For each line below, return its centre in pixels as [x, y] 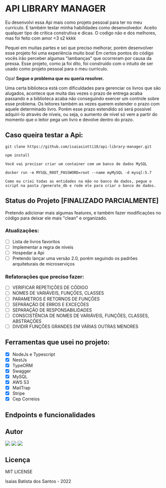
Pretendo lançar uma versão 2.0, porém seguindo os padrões [75, 259]
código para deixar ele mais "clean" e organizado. [56, 218]
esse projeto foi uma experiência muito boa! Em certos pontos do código [79, 53]
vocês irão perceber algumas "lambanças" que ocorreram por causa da [79, 58]
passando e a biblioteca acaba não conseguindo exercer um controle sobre [82, 98]
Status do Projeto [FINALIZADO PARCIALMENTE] [82, 201]
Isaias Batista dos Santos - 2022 [38, 482]
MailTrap [21, 388]
